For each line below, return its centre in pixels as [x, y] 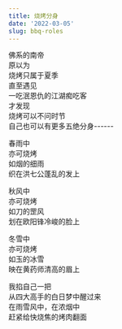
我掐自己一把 [30, 287]
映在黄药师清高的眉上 [44, 270]
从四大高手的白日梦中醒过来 [55, 297]
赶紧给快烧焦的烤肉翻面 [48, 317]
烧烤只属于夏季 [33, 76]
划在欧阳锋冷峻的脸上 [44, 222]
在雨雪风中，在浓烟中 [44, 307]
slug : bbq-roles [36, 31]
